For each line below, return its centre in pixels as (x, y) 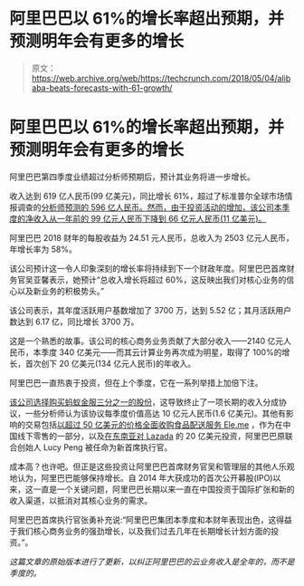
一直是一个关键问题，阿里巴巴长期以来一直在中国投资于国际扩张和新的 (164, 489)
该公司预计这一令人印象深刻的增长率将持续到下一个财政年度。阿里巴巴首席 (148, 268)
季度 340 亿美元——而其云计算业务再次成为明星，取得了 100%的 (161, 352)
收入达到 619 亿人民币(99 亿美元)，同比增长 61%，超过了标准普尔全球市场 (147, 196)
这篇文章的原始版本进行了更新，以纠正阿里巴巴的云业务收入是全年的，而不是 (152, 562)
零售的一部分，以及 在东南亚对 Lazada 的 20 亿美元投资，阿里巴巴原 (159, 436)
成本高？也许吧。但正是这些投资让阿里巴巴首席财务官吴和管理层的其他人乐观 (152, 466)
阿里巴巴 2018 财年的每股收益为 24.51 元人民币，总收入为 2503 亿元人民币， (152, 237)
